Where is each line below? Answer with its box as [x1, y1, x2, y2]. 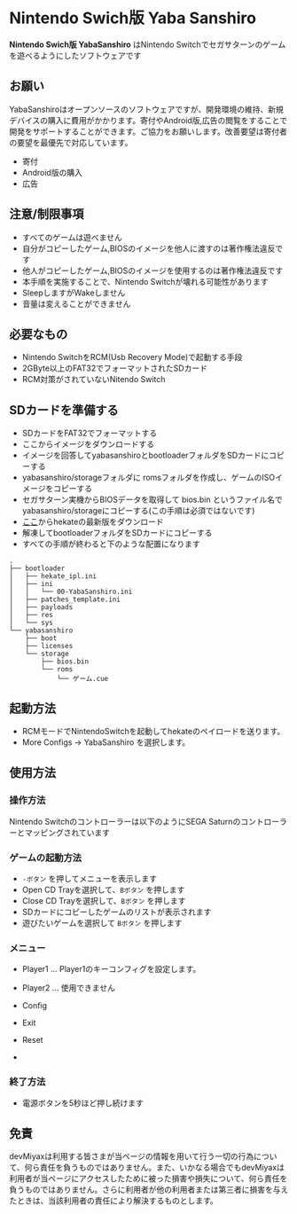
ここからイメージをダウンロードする [21, 439, 155, 450]
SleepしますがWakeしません [21, 287, 126, 298]
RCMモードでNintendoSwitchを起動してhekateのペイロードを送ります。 [21, 726, 285, 736]
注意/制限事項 [9, 207, 84, 222]
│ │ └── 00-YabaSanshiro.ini [9, 587, 133, 597]
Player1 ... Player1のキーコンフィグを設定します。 [21, 964, 201, 975]
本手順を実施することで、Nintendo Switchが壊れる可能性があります [21, 276, 269, 286]
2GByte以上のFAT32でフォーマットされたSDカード [21, 363, 208, 373]
